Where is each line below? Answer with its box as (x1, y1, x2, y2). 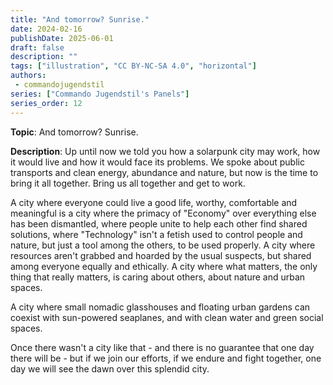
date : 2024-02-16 (10, 24, 83, 34)
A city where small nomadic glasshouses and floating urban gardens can (10, 301, 311, 313)
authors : (10, 71, 47, 81)
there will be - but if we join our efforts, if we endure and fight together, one (10, 352, 322, 364)
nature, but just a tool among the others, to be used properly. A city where (10, 239, 316, 251)
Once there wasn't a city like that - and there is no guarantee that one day (10, 341, 315, 353)
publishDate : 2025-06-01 (10, 33, 114, 43)
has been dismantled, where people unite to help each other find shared (10, 217, 308, 230)
